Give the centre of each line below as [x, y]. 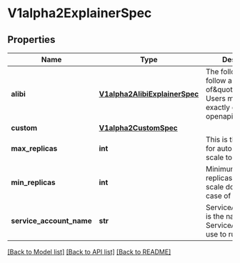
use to [216, 234]
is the [215, 216]
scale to [219, 157]
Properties [31, 40]
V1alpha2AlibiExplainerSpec [149, 94]
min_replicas [33, 182]
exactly [218, 107]
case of [219, 196]
